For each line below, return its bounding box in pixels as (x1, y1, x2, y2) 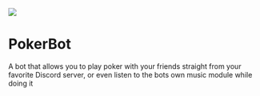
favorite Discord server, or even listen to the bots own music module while (8, 70, 253, 79)
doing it (8, 78, 34, 88)
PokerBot (8, 35, 72, 54)
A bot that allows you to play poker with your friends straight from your (8, 61, 242, 71)
